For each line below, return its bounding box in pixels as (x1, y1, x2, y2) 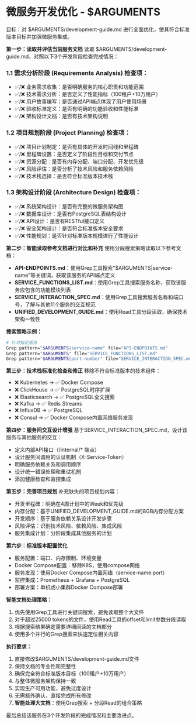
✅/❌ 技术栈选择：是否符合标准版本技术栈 (14, 172, 114, 179)
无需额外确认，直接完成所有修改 (14, 692, 92, 699)
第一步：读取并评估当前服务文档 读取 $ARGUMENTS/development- (6, 45, 167, 53)
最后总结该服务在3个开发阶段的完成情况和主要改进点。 (6, 712, 137, 719)
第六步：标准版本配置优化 (6, 542, 68, 549)
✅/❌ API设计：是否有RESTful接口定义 (14, 217, 105, 224)
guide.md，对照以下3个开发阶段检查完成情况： (6, 53, 119, 60)
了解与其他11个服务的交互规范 (24, 301, 96, 308)
